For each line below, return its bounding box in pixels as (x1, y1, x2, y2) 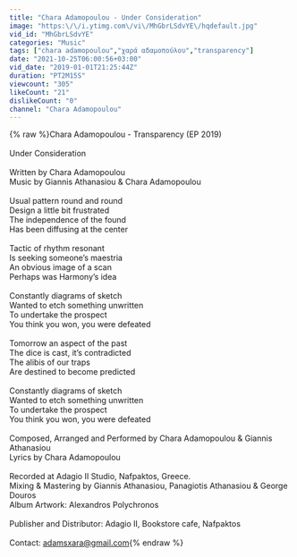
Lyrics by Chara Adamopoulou (9, 452, 121, 463)
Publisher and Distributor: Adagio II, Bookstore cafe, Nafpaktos (9, 519, 242, 529)
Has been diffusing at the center (9, 224, 128, 235)
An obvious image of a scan (9, 262, 112, 273)
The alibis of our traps (9, 357, 91, 367)
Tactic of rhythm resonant (9, 243, 105, 254)
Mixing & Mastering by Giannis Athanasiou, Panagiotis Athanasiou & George (9, 480, 288, 492)
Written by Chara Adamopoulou (9, 167, 126, 178)
